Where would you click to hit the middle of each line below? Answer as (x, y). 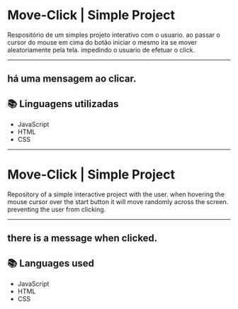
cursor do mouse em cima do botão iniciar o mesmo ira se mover (102, 42)
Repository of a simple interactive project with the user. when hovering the (116, 194)
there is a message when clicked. (83, 238)
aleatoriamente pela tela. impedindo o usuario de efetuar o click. (101, 50)
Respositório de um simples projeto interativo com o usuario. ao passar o (114, 35)
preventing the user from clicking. (57, 210)
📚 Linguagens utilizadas (63, 104)
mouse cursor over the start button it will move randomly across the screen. (118, 202)
